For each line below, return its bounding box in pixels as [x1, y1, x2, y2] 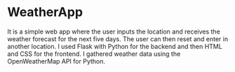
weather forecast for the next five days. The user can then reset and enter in [7, 34, 229, 43]
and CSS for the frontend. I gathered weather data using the [7, 50, 181, 58]
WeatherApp [7, 4, 83, 20]
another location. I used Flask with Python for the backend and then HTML [7, 42, 222, 50]
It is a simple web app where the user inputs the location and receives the [7, 27, 221, 36]
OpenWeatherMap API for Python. [7, 57, 106, 65]
